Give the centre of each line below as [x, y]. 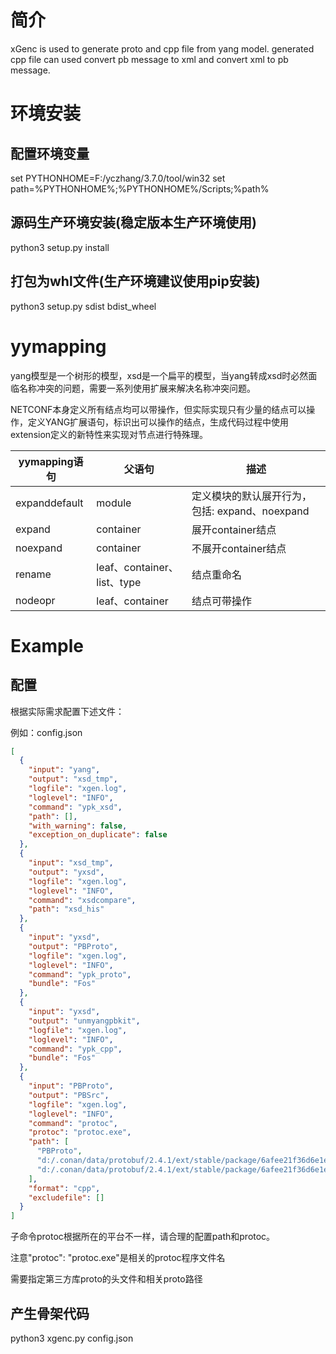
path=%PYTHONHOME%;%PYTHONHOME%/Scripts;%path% [140, 188]
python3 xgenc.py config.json [72, 1338]
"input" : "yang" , [64, 770]
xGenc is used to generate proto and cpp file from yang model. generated [162, 48]
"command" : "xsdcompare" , [82, 900]
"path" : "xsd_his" [66, 909]
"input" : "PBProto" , [71, 1086]
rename [33, 574]
